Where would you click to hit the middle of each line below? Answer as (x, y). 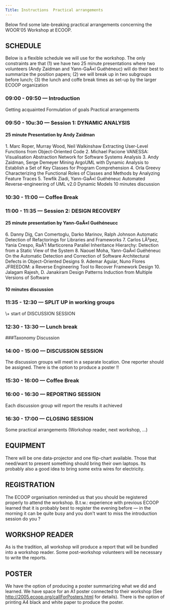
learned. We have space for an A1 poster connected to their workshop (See (84, 592)
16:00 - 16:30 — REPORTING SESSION (53, 394)
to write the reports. (26, 558)
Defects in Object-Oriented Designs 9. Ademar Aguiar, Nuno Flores (75, 261)
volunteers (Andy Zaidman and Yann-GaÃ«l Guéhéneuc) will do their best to (84, 69)
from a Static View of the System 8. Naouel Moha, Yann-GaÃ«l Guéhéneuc (83, 251)
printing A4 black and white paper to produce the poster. (65, 602)
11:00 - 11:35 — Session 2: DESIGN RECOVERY (63, 211)
